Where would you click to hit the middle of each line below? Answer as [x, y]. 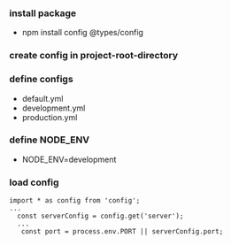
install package [43, 13]
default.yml [42, 98]
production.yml [50, 117]
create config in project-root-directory [94, 56]
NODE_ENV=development [69, 159]
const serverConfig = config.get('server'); [100, 216]
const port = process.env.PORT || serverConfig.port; [122, 232]
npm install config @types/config [83, 33]
